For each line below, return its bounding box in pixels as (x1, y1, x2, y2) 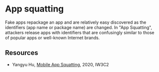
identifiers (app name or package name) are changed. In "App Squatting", (5, 24, 152, 30)
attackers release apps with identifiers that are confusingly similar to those (5, 29, 155, 35)
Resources (5, 49, 38, 57)
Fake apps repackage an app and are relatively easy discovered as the (5, 19, 147, 25)
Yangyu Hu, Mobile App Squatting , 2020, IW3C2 (12, 61, 109, 67)
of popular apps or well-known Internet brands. (5, 35, 100, 41)
